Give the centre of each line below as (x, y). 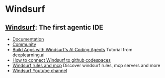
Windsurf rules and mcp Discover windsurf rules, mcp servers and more (86, 65)
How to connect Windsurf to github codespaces (61, 60)
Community (24, 44)
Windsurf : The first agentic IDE (54, 27)
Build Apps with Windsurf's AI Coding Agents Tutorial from (72, 50)
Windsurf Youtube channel (40, 71)
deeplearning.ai (28, 55)
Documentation (28, 39)
